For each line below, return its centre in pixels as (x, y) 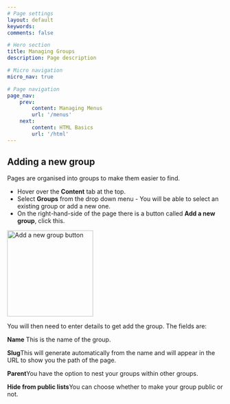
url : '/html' (50, 134)
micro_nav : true (30, 76)
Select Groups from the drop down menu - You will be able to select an (118, 199)
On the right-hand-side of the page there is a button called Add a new (116, 213)
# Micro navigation (35, 70)
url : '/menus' (52, 115)
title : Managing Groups (41, 52)
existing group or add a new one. (64, 206)
